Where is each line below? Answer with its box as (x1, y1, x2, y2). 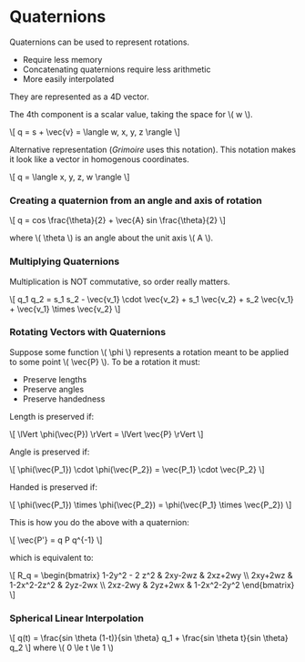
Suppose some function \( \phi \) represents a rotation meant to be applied (9, 346, 290, 357)
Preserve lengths (22, 373, 87, 384)
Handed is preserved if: (9, 481, 98, 493)
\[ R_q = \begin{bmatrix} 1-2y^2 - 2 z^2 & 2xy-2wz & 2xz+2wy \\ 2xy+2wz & (9, 569, 293, 580)
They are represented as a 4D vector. (9, 91, 150, 102)
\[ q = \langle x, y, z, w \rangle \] (9, 171, 130, 182)
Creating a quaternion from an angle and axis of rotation (9, 194, 262, 207)
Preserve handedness (22, 393, 106, 404)
